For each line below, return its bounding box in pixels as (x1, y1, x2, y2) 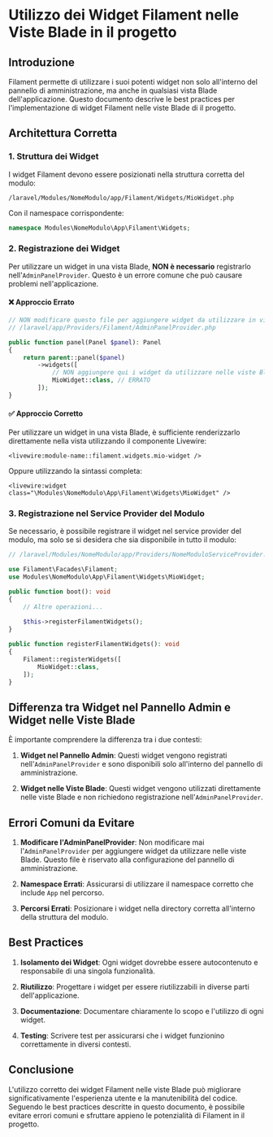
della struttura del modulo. (19, 912, 109, 922)
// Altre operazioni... (23, 602, 104, 611)
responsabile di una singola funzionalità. (19, 966, 156, 976)
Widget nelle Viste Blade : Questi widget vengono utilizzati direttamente (19, 784, 262, 794)
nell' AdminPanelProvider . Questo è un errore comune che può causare (8, 270, 242, 280)
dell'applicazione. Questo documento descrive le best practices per (8, 94, 236, 103)
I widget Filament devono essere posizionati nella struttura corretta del (8, 169, 245, 179)
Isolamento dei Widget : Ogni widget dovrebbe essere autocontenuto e (19, 957, 258, 967)
